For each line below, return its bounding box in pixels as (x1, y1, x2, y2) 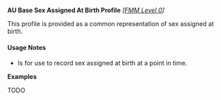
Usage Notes (7, 43, 47, 51)
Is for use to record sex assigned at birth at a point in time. (17, 59, 188, 68)
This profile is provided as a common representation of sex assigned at (7, 20, 214, 27)
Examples (7, 73, 37, 81)
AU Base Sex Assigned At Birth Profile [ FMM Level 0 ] (7, 6, 165, 14)
